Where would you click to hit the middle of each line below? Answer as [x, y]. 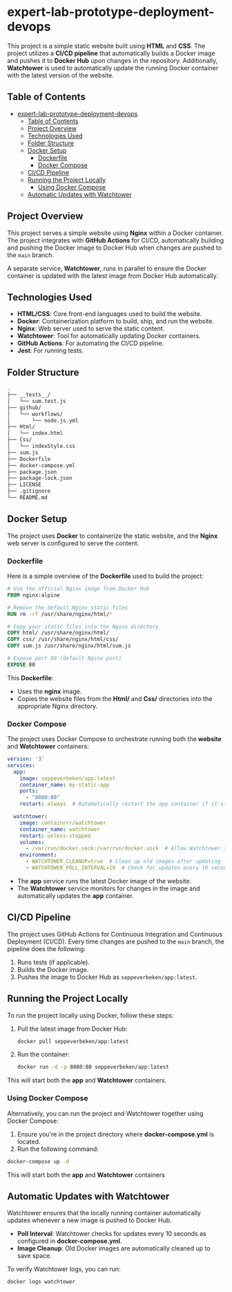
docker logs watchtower [41, 1282]
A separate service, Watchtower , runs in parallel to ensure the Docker [107, 268]
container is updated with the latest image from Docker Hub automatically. [113, 275]
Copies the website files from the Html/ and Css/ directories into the [115, 698]
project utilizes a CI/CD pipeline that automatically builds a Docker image [111, 53]
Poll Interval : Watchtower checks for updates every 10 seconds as [112, 1234]
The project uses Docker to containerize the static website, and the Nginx [113, 536]
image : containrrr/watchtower [63, 823]
